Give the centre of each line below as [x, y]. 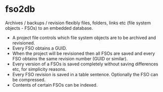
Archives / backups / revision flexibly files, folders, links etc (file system [78, 23]
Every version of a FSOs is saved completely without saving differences [85, 64]
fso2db [20, 9]
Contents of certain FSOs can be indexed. [55, 85]
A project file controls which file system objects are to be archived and [84, 38]
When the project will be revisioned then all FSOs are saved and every [83, 53]
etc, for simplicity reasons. [39, 69]
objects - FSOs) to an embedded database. [49, 28]
